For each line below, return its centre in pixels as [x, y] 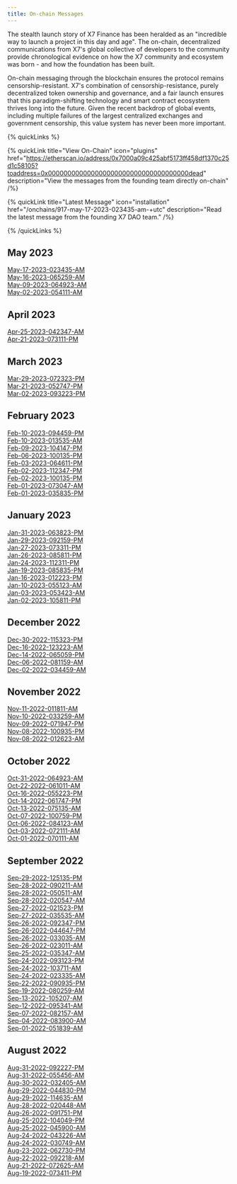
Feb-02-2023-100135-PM [45, 478]
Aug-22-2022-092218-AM [46, 1158]
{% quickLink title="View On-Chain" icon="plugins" [82, 150]
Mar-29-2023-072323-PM [46, 379]
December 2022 [44, 623]
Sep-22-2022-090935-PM [46, 983]
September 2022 [45, 861]
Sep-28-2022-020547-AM [46, 900]
